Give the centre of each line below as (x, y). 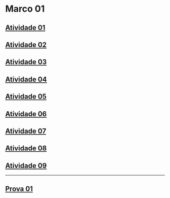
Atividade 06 (26, 114)
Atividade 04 (26, 79)
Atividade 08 (26, 148)
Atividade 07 (26, 131)
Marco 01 (25, 9)
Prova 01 (19, 189)
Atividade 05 (26, 97)
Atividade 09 (26, 166)
